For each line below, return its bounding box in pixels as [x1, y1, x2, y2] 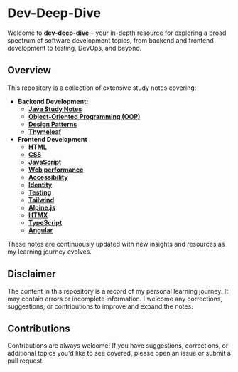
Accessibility [28, 172, 69, 181]
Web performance [28, 165, 84, 174]
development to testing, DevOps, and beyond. [7, 43, 142, 52]
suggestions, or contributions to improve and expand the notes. [7, 301, 193, 311]
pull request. [7, 356, 44, 365]
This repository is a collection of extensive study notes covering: [7, 83, 197, 92]
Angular [28, 226, 53, 234]
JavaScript [28, 157, 62, 166]
